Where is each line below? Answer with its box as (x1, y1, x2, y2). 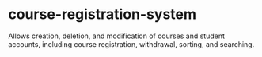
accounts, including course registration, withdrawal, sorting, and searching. (8, 39, 255, 48)
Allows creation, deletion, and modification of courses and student (8, 31, 226, 41)
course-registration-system (8, 5, 196, 23)
